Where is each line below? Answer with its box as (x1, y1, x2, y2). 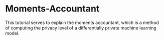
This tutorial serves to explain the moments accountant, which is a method (5, 19, 159, 25)
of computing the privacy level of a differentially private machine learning (5, 24, 156, 30)
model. (5, 30, 20, 36)
